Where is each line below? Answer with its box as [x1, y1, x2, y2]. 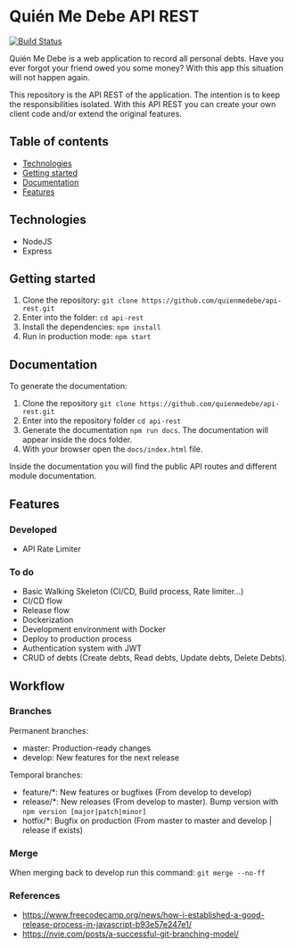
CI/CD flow [21, 595, 63, 606]
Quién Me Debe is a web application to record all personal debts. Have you [9, 53, 284, 63]
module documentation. [9, 470, 97, 481]
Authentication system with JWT [21, 643, 143, 653]
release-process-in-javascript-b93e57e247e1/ [21, 919, 192, 930]
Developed [9, 523, 58, 536]
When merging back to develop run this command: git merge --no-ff [9, 868, 266, 878]
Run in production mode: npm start [21, 331, 152, 342]
